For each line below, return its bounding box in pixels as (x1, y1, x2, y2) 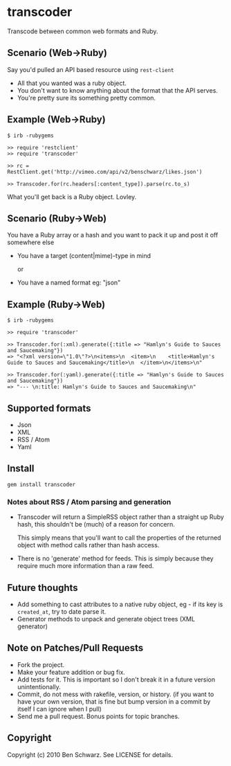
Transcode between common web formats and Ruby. (7, 27, 158, 35)
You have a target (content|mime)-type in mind (17, 252, 151, 260)
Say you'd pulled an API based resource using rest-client (7, 65, 174, 73)
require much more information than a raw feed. (17, 562, 154, 570)
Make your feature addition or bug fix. (17, 668, 126, 676)
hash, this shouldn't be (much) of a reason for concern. (17, 520, 175, 529)
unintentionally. (17, 682, 61, 691)
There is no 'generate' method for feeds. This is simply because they (17, 554, 214, 563)
